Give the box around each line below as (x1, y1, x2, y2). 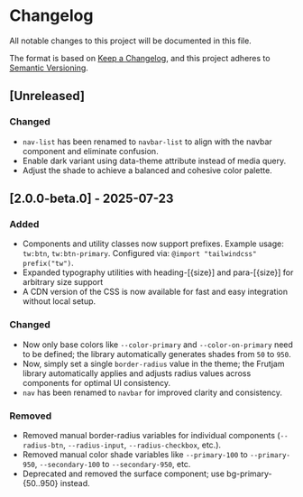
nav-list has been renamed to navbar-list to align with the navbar (22, 136, 272, 147)
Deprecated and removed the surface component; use (22, 468, 225, 479)
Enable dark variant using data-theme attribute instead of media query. (22, 155, 287, 166)
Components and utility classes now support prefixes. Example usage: (22, 238, 284, 249)
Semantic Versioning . (9, 62, 88, 73)
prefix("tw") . (22, 258, 74, 269)
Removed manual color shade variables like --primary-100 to (22, 448, 248, 460)
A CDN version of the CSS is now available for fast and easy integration (22, 286, 289, 298)
